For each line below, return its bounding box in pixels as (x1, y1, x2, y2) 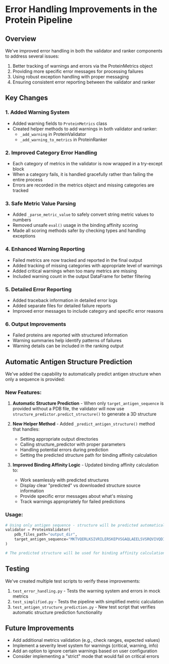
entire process (12, 176, 43, 182)
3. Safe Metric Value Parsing (5, 200, 76, 207)
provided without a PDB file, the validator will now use (12, 406, 125, 412)
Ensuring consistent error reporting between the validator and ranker (12, 79, 155, 85)
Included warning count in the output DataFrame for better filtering (12, 273, 151, 279)
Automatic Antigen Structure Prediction (5, 357, 132, 366)
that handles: (12, 426, 40, 433)
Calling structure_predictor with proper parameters (20, 441, 126, 448)
